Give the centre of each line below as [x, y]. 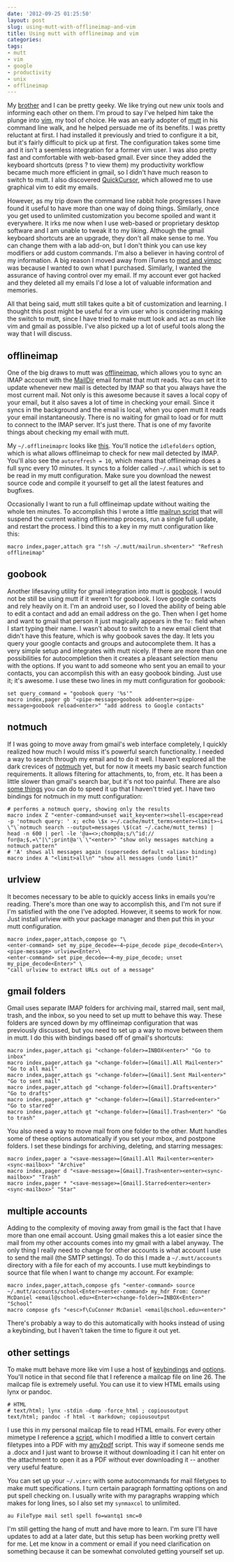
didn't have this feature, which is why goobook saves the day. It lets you [111, 636]
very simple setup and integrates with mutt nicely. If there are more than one [117, 651]
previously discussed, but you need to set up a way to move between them [115, 1031]
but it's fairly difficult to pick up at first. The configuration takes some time [114, 143]
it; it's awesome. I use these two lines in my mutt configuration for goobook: [116, 680]
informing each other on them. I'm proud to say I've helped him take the [110, 113]
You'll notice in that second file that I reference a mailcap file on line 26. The [117, 1377]
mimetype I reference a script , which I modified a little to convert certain [111, 1437]
